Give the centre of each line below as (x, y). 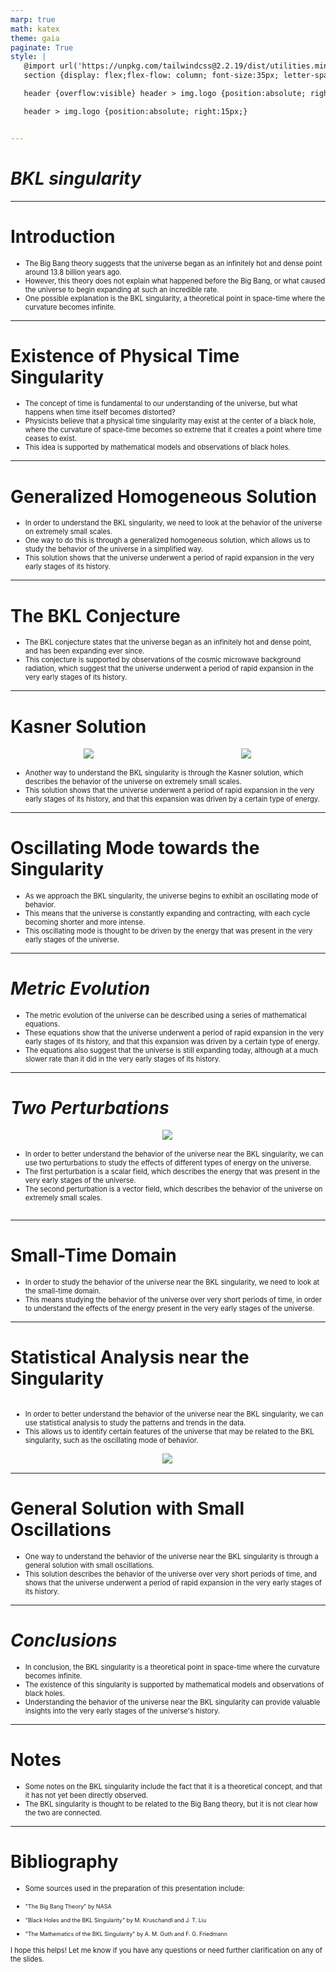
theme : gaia (35, 38)
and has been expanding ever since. (84, 651)
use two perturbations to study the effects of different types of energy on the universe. (168, 1162)
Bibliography (64, 1862)
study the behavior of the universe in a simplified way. (113, 549)
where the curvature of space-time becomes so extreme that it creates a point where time (173, 430)
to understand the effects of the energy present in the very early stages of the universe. (169, 1308)
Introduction (63, 236)
